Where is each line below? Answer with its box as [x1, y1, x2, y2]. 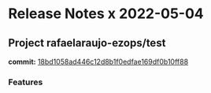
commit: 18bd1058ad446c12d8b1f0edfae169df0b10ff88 [8, 57, 189, 66]
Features [8, 76, 43, 87]
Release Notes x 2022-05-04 [8, 5, 204, 23]
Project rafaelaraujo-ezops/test [8, 36, 166, 50]
